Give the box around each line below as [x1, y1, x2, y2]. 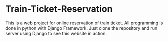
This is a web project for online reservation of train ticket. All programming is [5, 20, 163, 26]
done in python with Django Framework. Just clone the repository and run [5, 25, 158, 31]
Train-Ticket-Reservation [5, 3, 113, 15]
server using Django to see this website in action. [5, 30, 107, 36]
